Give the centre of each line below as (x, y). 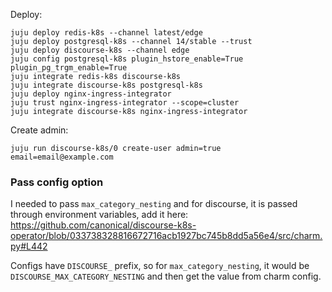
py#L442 (29, 246)
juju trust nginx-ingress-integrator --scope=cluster (125, 103)
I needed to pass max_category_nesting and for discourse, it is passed (154, 204)
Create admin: (39, 130)
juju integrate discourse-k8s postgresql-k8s (106, 85)
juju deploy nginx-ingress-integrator (91, 94)
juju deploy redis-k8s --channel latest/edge (106, 33)
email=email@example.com (62, 157)
